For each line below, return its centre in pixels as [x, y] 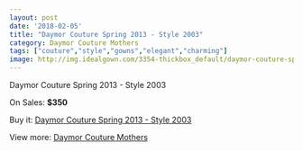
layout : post [34, 18]
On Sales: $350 [39, 102]
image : [22, 59]
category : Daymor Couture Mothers [74, 43]
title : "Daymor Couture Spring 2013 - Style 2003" [106, 34]
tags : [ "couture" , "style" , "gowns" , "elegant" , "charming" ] [119, 51]
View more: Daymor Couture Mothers [79, 137]
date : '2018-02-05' [46, 26]
